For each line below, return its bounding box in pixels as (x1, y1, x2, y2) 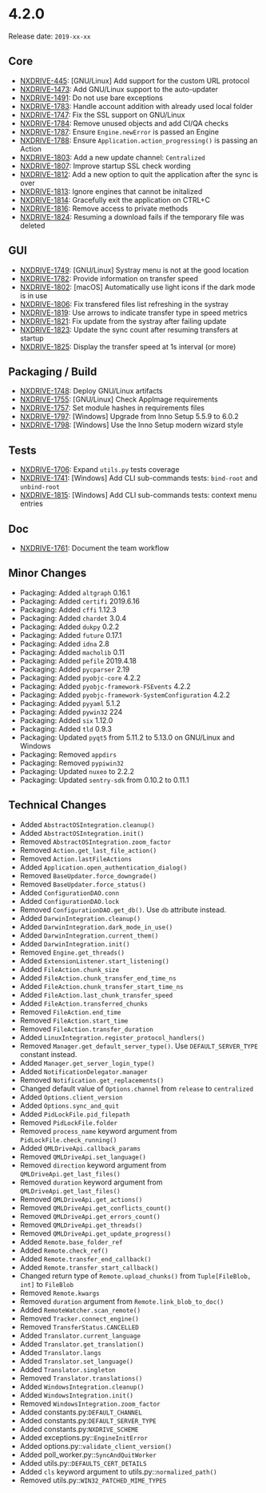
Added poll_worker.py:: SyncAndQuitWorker (19, 1450, 157, 1459)
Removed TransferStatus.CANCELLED (19, 1322, 140, 1331)
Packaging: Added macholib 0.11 (19, 647, 125, 657)
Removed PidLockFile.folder (19, 1117, 118, 1127)
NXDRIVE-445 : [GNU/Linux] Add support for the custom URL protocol (19, 75, 250, 85)
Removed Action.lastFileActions (19, 853, 132, 863)
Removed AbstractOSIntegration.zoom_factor (19, 837, 172, 846)
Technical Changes (8, 798, 106, 812)
